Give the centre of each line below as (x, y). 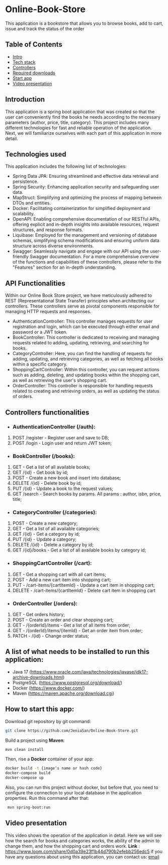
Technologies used (36, 154)
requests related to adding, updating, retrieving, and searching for (81, 343)
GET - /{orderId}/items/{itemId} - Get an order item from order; (77, 631)
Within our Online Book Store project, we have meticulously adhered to (79, 295)
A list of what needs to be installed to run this (77, 652)
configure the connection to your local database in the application (73, 793)
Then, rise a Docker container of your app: (50, 759)
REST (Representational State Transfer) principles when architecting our (80, 301)
